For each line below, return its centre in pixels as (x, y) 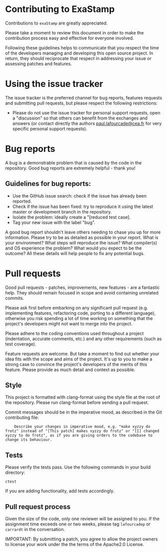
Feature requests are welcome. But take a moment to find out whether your (82, 353)
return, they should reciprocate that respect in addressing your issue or (79, 58)
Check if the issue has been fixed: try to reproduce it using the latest (83, 206)
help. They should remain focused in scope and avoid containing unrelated (82, 292)
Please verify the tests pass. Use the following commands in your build (78, 467)
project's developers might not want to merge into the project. (69, 323)
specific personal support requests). (50, 128)
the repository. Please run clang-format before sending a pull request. (77, 402)
